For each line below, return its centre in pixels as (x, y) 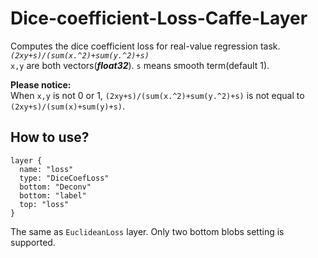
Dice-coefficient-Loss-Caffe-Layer (159, 18)
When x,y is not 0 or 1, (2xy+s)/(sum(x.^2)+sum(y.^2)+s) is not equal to (157, 95)
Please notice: (41, 84)
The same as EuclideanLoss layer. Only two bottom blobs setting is (147, 231)
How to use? (50, 137)
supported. (33, 242)
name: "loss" (46, 169)
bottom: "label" (53, 195)
